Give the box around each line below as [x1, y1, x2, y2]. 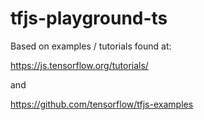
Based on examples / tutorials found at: [10, 40, 172, 52]
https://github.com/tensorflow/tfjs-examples [10, 98, 194, 110]
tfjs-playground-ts [10, 7, 168, 30]
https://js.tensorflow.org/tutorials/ [10, 59, 149, 71]
